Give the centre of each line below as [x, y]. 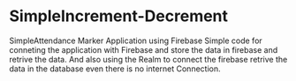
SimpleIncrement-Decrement [118, 16]
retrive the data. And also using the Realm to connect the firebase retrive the [148, 59]
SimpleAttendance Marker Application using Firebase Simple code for [136, 40]
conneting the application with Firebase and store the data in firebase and [144, 49]
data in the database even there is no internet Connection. [115, 69]
